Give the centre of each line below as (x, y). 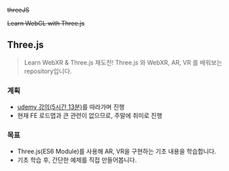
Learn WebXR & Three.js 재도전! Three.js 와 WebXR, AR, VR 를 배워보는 (123, 62)
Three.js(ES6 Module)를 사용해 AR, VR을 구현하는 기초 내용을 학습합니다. (117, 152)
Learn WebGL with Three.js (46, 23)
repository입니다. (48, 71)
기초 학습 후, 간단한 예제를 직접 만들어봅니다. (77, 160)
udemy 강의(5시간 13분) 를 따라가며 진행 (71, 107)
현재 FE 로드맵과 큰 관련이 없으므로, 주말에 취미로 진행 (90, 116)
